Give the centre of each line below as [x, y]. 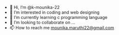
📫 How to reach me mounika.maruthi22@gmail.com [62, 28]
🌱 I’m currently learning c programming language [59, 17]
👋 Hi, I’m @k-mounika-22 [35, 7]
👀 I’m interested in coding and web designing [55, 12]
